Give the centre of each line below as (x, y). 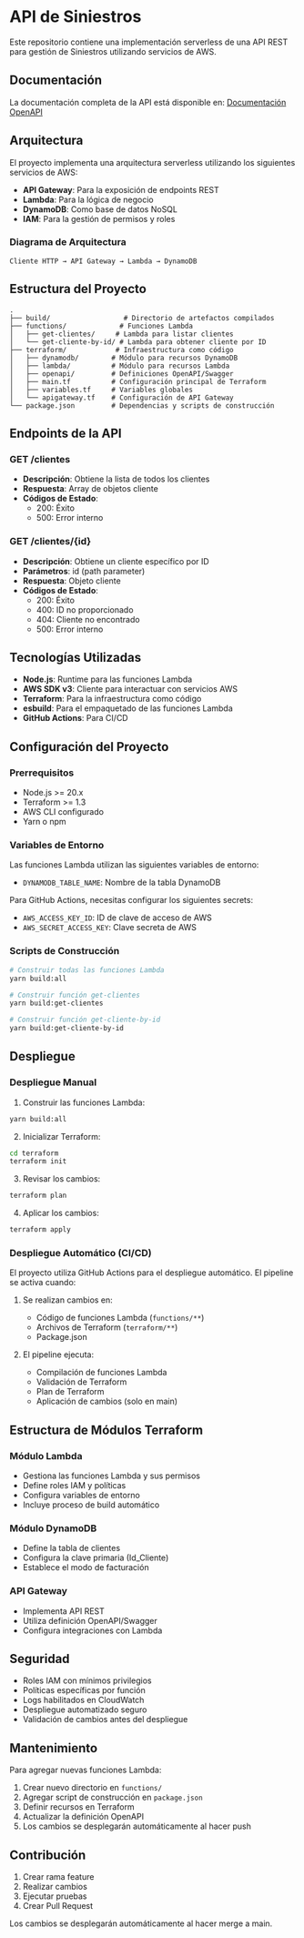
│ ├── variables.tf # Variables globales (101, 390)
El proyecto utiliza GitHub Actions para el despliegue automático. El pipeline (152, 1273)
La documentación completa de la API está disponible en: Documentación (148, 102)
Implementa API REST (63, 1611)
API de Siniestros (76, 17)
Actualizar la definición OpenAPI (83, 1817)
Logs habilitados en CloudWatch (83, 1700)
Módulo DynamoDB (53, 1528)
